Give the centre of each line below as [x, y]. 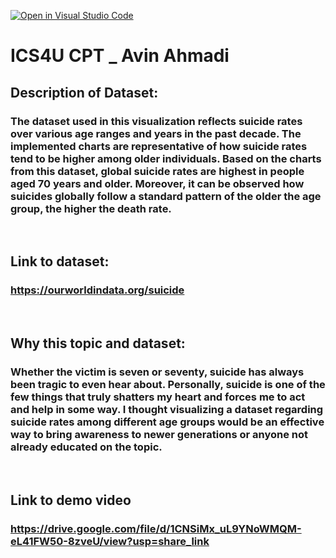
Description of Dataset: [84, 92]
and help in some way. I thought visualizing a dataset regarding [167, 409]
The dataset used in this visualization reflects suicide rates [156, 121]
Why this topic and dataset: [98, 343]
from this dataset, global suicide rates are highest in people [157, 171]
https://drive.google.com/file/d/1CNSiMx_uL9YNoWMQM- [156, 528]
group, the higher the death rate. [91, 208]
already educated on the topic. [86, 447]
